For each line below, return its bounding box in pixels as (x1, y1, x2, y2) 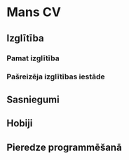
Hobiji (6, 117, 33, 130)
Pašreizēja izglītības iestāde (6, 72, 106, 81)
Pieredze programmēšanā (6, 141, 122, 153)
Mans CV (6, 4, 61, 20)
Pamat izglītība (6, 53, 60, 63)
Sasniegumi (6, 93, 60, 105)
